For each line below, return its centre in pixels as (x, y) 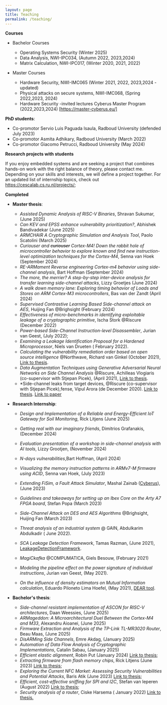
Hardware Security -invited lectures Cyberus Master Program (83, 104)
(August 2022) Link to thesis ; (49, 687)
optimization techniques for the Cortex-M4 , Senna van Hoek (92, 256)
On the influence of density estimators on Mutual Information (83, 583)
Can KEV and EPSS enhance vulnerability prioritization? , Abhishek (88, 225)
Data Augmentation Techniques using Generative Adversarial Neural (90, 368)
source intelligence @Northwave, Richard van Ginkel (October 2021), (90, 357)
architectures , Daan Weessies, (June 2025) (64, 613)
